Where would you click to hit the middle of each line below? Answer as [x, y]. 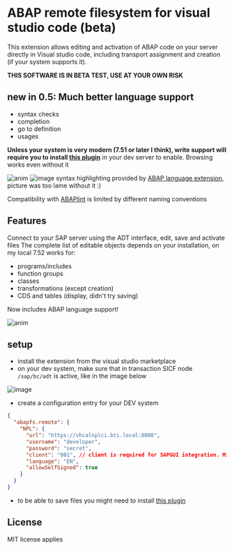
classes [28, 281]
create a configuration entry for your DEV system [88, 403]
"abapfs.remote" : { [42, 422]
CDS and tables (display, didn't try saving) [78, 296]
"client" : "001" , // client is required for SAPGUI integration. [122, 454]
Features [27, 221]
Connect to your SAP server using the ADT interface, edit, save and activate [116, 238]
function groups [40, 273]
